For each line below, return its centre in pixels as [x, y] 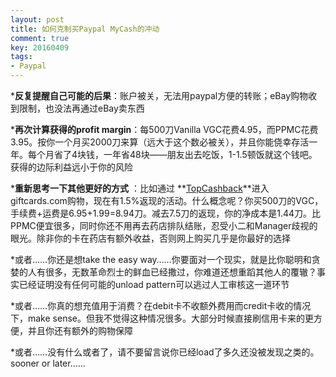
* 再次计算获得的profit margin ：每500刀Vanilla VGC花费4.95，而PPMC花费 [164, 129]
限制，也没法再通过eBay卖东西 [81, 108]
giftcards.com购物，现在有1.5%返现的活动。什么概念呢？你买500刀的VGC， [167, 200]
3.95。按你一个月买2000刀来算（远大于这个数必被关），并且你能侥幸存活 [160, 142]
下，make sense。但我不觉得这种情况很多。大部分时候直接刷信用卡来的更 [162, 318]
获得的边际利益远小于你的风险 [71, 167]
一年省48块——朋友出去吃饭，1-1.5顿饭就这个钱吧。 [210, 154]
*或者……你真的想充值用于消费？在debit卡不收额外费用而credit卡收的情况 [161, 305]
